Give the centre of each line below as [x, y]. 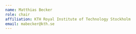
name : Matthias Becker [29, 10]
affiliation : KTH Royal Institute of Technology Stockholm [68, 19]
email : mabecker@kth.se [30, 24]
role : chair [17, 14]
